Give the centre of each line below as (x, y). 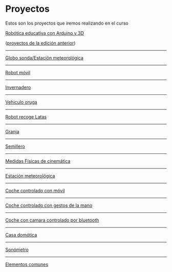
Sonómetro (17, 249)
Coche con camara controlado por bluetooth (52, 220)
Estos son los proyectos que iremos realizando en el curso (67, 23)
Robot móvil (18, 72)
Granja (12, 131)
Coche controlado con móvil (35, 190)
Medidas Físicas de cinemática (38, 161)
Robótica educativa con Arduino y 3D (45, 33)
